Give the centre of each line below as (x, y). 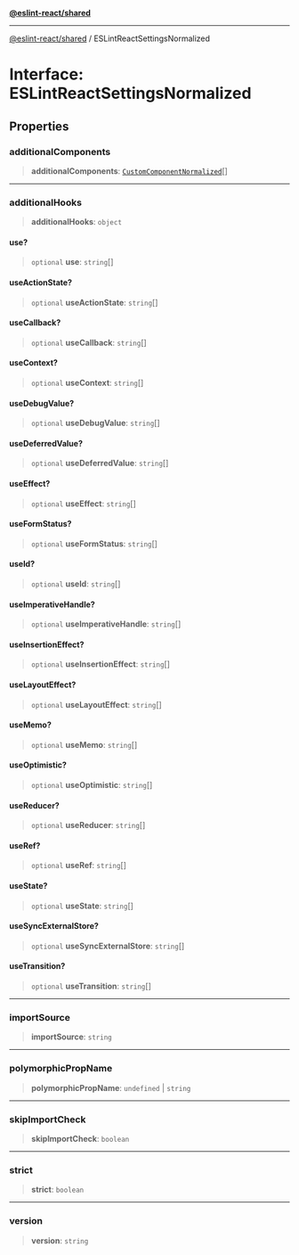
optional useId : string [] (76, 584)
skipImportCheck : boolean (80, 1138)
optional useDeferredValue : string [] (100, 463)
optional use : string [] (72, 262)
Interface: (47, 74)
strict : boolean (57, 1190)
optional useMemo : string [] (84, 744)
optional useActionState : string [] (94, 302)
